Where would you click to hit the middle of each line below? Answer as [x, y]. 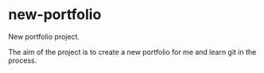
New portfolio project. [44, 36]
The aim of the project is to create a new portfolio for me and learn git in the [132, 52]
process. [23, 60]
